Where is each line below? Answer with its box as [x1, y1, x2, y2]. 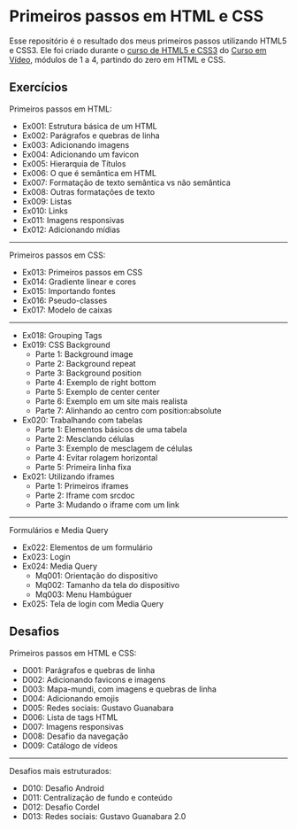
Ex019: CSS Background [21, 339, 110, 350]
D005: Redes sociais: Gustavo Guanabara [21, 702, 174, 713]
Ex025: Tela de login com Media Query [21, 598, 164, 608]
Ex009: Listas [21, 196, 72, 206]
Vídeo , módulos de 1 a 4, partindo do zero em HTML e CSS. [9, 54, 226, 65]
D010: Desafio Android [21, 782, 104, 794]
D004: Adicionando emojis [21, 693, 119, 703]
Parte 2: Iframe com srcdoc [34, 490, 135, 500]
